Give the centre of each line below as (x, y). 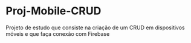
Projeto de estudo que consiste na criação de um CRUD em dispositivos (95, 27)
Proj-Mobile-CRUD (53, 11)
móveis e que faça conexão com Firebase (58, 33)
